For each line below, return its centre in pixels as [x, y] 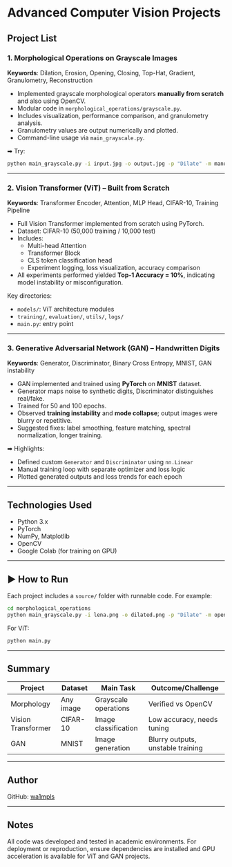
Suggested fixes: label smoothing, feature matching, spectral [104, 428]
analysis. [30, 123]
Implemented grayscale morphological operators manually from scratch [120, 93]
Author [22, 780]
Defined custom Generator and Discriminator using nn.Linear [105, 462]
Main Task [118, 688]
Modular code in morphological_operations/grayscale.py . [99, 108]
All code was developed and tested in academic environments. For [102, 841]
